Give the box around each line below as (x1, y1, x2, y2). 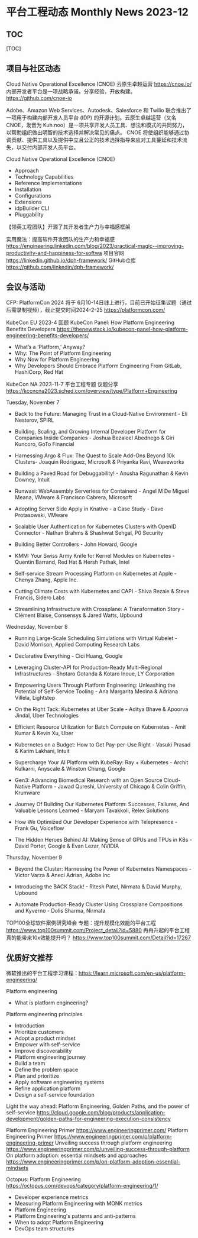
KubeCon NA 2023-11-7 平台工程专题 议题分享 (6, 380, 119, 387)
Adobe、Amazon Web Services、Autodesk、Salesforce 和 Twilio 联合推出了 (6, 106, 192, 114)
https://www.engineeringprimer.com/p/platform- (54, 1133, 173, 1140)
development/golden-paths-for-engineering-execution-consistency (6, 1116, 171, 1123)
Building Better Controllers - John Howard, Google (14, 541, 138, 548)
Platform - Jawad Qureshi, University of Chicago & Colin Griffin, (31, 783, 187, 790)
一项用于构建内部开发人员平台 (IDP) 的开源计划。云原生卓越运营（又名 (6, 114, 177, 121)
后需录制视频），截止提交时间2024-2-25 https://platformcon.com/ (6, 306, 165, 313)
